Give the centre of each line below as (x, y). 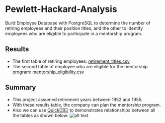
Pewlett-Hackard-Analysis (61, 9)
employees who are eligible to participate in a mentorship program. (74, 33)
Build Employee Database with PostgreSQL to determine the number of (78, 23)
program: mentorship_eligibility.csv (48, 72)
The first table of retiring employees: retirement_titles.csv (71, 61)
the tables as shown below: (40, 115)
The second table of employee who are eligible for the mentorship (80, 66)
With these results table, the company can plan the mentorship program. (86, 105)
